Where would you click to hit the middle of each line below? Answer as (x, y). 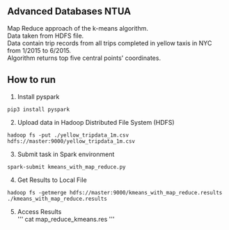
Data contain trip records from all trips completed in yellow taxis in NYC (110, 43)
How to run (32, 80)
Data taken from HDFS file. (46, 36)
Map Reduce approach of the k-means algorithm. (78, 28)
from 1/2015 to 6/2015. (39, 50)
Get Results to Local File (52, 180)
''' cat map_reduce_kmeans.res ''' (66, 219)
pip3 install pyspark (39, 109)
